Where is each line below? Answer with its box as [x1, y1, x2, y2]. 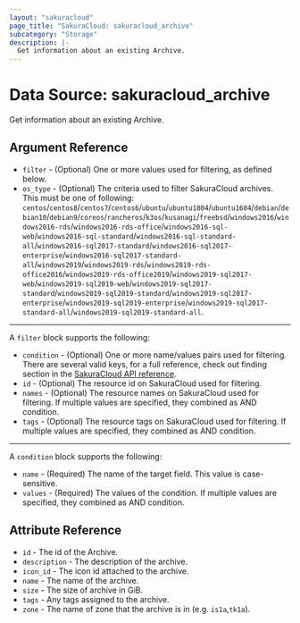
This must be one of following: [21, 192, 135, 203]
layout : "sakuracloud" [9, 13, 94, 22]
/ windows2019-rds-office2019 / [62, 268, 172, 279]
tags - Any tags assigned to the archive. [21, 594, 170, 604]
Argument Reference [9, 140, 129, 156]
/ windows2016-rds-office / [70, 221, 165, 232]
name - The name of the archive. [21, 575, 139, 585]
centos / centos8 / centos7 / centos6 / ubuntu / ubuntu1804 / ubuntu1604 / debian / [21, 202, 281, 213]
